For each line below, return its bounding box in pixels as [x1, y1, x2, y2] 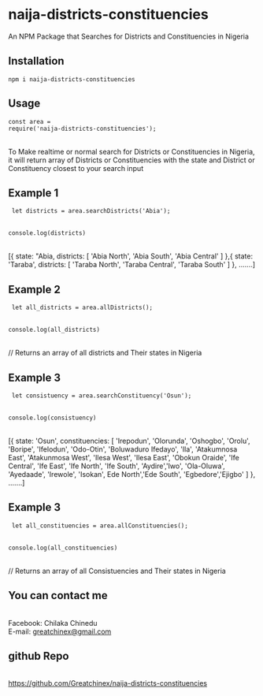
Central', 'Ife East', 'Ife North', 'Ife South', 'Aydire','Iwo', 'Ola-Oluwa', [8, 461, 226, 471]
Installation [8, 54, 65, 68]
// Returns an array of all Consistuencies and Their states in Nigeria [8, 566, 226, 575]
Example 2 [8, 282, 61, 296]
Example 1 [8, 186, 59, 199]
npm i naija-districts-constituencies [8, 75, 135, 84]
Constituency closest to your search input [8, 163, 144, 173]
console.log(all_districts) [8, 326, 101, 334]
